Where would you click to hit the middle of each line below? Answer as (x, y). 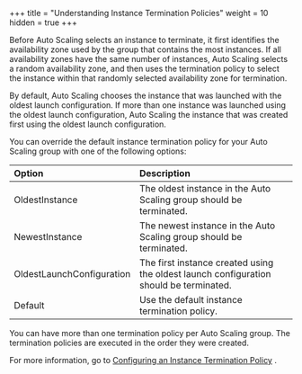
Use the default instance (191, 300)
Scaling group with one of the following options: (98, 151)
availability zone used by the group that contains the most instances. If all (145, 49)
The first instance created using (206, 263)
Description (164, 173)
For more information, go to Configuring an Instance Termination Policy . (143, 360)
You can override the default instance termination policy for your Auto (138, 142)
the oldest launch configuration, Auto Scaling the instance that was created (149, 115)
